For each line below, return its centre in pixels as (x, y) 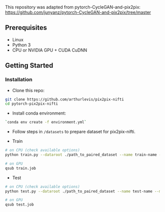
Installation (19, 80)
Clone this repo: (28, 90)
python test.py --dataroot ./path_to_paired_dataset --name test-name (79, 191)
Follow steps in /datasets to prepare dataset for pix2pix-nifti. (74, 132)
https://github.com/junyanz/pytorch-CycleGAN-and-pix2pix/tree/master (78, 12)
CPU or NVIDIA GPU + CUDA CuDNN (50, 50)
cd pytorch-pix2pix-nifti (31, 104)
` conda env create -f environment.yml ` (46, 122)
